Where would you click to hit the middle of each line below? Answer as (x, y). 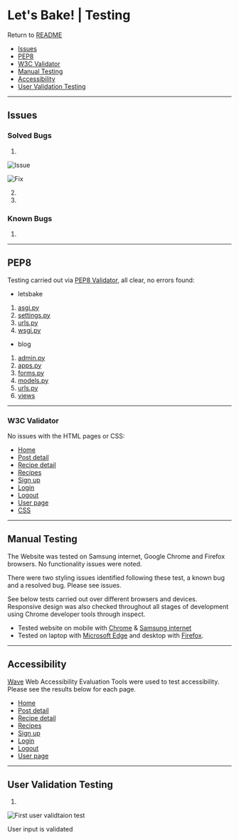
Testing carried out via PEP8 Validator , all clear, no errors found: (101, 280)
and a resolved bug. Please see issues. (65, 585)
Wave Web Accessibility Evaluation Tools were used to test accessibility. (113, 682)
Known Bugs (30, 218)
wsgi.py (29, 330)
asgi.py (28, 307)
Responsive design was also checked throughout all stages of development (118, 606)
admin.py (31, 357)
